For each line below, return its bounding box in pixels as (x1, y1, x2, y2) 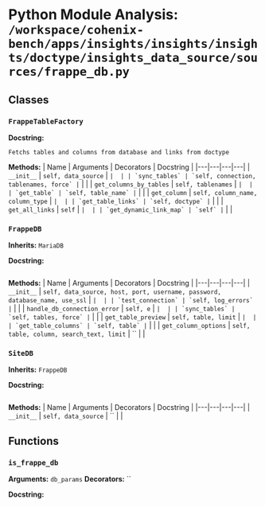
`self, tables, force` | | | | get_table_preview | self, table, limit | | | (8, 312, 257, 322)
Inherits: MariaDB (8, 240, 64, 250)
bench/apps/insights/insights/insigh (8, 37, 259, 52)
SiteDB (8, 349, 34, 358)
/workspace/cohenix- (8, 22, 145, 37)
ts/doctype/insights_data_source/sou (8, 50, 259, 65)
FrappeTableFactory (8, 117, 84, 126)
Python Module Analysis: (8, 6, 179, 24)
